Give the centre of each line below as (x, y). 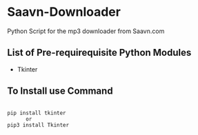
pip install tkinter (37, 113)
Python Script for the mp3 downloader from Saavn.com (86, 31)
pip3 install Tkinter (38, 125)
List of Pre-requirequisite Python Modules (99, 53)
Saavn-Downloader (64, 12)
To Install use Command (60, 91)
